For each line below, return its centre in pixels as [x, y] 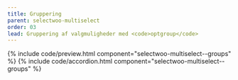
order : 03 [22, 27]
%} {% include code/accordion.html [60, 62]
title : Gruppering [34, 14]
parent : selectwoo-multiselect [54, 21]
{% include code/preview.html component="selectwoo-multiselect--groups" [119, 54]
